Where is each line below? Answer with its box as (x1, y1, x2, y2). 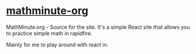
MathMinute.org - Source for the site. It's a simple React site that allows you (6, 23, 190, 31)
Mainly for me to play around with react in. (6, 41, 109, 48)
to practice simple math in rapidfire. (6, 29, 92, 36)
